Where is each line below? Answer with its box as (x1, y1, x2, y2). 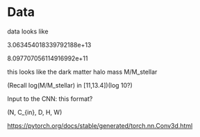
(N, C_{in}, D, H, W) (7, 108, 62, 116)
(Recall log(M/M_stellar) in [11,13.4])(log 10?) (7, 81, 133, 89)
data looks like (7, 27, 49, 35)
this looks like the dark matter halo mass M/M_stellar (7, 67, 158, 76)
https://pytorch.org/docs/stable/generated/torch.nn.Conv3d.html (7, 121, 193, 129)
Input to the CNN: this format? (7, 95, 93, 103)
